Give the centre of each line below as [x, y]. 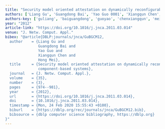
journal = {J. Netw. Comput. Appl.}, [50, 74]
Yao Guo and [50, 51]
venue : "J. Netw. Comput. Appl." [39, 32]
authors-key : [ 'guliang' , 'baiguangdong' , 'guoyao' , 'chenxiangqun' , [78, 19]
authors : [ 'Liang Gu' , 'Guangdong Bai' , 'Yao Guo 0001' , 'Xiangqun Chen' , [83, 14]
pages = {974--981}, [35, 87]
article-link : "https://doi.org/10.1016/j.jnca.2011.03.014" [69, 28]
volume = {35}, [28, 78]
